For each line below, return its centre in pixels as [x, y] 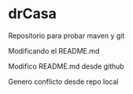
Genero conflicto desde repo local [63, 81]
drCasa [32, 14]
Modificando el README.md [54, 51]
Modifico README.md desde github [66, 66]
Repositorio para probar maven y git [66, 36]
